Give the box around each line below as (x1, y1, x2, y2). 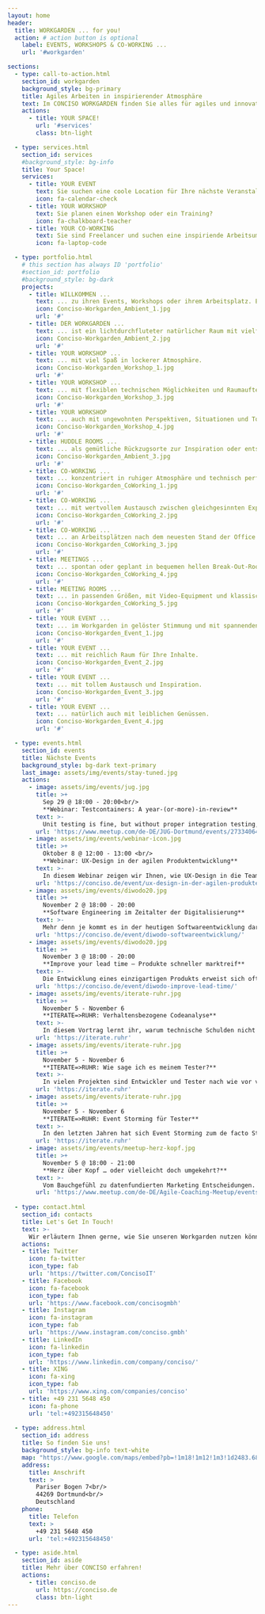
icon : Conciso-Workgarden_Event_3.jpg (36, 688, 164, 696)
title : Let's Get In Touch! (21, 1218, 114, 1226)
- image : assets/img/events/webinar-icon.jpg (28, 835, 181, 843)
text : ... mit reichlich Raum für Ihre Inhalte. (36, 651, 199, 659)
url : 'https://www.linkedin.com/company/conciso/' (28, 1358, 199, 1366)
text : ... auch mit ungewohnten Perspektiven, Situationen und (36, 415, 248, 424)
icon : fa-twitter (28, 1255, 86, 1263)
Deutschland (36, 1498, 76, 1506)
